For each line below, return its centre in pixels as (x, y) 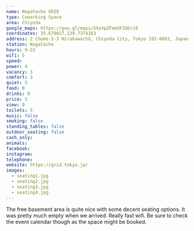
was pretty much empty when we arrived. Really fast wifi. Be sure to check (97, 215)
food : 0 (16, 88)
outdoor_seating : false (35, 132)
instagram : (19, 154)
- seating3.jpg (30, 187)
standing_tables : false (35, 127)
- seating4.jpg (30, 192)
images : (16, 171)
